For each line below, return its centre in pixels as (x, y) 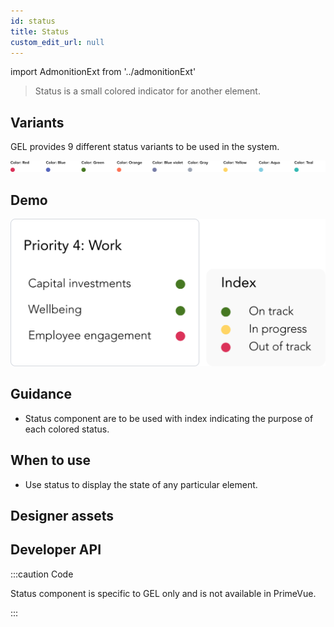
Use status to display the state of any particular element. (141, 484)
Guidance (41, 394)
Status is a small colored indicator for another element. (147, 91)
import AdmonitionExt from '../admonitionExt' (103, 72)
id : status (33, 21)
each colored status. (67, 429)
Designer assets (62, 515)
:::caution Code (42, 574)
